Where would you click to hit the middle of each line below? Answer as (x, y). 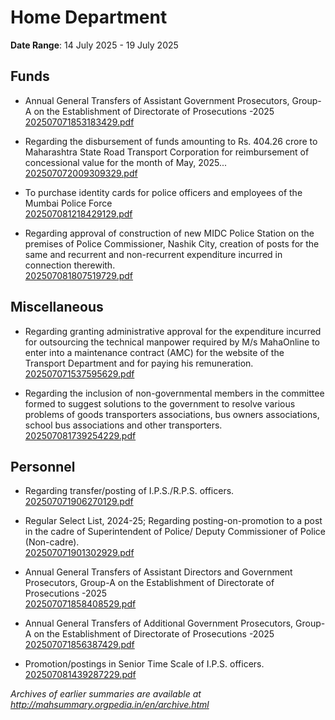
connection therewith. (70, 265)
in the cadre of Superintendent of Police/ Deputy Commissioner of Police (175, 532)
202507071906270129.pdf (79, 502)
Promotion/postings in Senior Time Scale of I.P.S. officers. (144, 664)
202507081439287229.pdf (80, 675)
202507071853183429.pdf (79, 122)
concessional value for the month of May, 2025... (126, 162)
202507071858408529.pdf (80, 604)
